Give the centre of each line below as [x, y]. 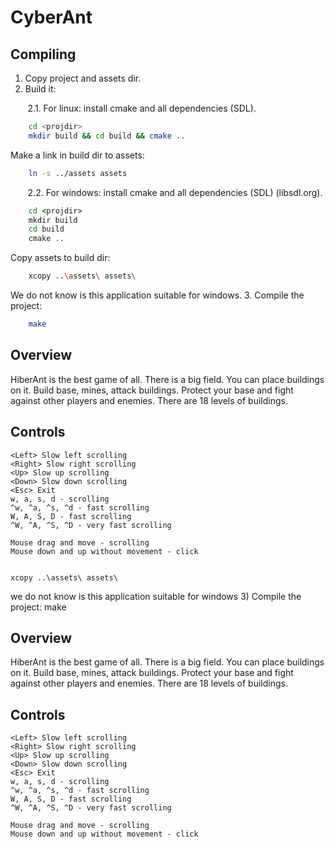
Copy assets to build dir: [60, 258]
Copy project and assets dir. [83, 78]
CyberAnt [51, 17]
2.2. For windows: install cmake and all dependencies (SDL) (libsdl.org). [175, 192]
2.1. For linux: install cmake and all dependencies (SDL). [142, 108]
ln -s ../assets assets [78, 173]
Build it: [40, 89]
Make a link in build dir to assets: [77, 155]
